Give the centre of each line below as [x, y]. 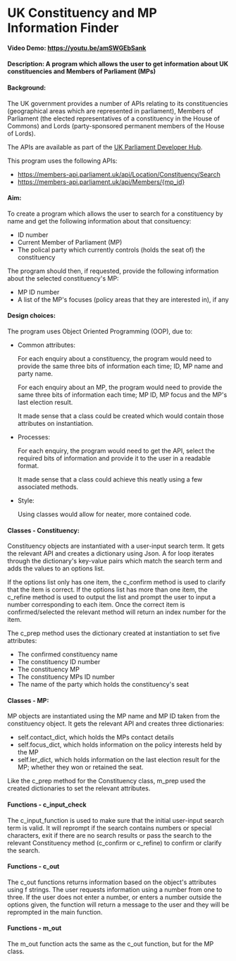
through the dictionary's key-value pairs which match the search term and [115, 561]
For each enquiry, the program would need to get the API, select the [116, 451]
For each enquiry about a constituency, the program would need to [114, 358]
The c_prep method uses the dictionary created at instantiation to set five [114, 633]
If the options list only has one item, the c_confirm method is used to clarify [117, 582]
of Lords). [21, 133]
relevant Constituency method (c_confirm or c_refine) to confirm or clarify [114, 843]
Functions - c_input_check [47, 804]
